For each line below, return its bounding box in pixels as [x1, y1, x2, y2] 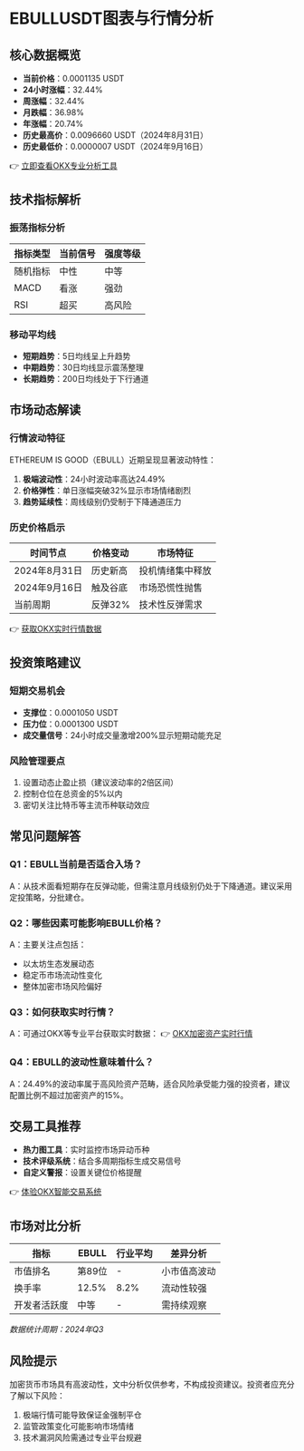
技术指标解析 [9, 192, 81, 208]
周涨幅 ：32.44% [22, 96, 85, 106]
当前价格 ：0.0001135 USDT [22, 73, 125, 83]
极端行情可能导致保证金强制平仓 [22, 1409, 142, 1420]
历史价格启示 [9, 521, 66, 533]
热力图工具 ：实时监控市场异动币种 [22, 1144, 150, 1155]
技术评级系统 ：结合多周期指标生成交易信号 [22, 1155, 182, 1166]
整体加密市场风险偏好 [22, 980, 102, 991]
